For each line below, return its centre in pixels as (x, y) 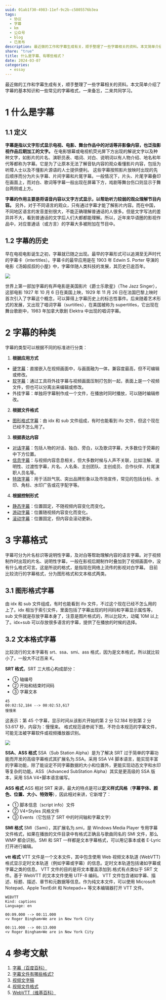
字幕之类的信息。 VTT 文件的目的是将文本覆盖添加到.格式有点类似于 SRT (79, 869)
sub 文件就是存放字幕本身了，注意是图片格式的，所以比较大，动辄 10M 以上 (82, 616)
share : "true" (20, 51)
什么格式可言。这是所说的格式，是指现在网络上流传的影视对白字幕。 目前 (83, 567)
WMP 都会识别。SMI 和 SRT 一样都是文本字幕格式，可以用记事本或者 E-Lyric (83, 840)
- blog (16, 38)
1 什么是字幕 (30, 113)
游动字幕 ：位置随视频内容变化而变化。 (51, 512)
